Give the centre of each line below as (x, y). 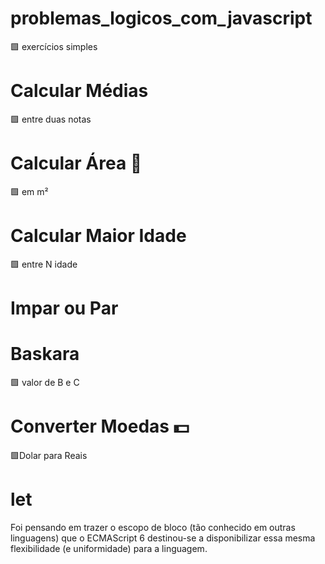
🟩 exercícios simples (54, 46)
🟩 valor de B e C (45, 382)
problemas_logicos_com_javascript (161, 18)
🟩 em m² (29, 191)
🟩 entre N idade (44, 264)
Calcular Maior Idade (98, 236)
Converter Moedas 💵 (100, 426)
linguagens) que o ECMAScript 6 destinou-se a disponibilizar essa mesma (163, 538)
